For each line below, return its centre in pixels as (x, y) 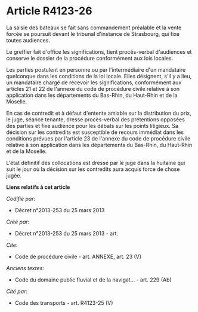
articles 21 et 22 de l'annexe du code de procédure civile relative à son (93, 88)
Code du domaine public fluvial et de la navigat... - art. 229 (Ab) (93, 280)
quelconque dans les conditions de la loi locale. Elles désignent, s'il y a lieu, (99, 76)
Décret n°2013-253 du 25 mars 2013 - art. (66, 233)
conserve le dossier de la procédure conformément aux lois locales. (90, 58)
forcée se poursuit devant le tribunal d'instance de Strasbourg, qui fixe (93, 33)
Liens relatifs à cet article (38, 187)
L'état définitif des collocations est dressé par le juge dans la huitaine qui (96, 163)
